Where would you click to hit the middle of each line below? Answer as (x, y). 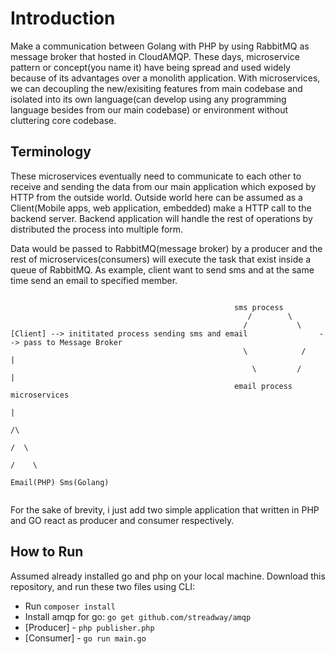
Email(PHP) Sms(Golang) (60, 482)
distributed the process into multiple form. (97, 229)
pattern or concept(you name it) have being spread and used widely (150, 67)
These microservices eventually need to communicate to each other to (156, 176)
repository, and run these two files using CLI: (102, 586)
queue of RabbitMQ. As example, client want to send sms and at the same (162, 269)
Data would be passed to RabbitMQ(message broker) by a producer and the (166, 248)
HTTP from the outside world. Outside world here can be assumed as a (156, 197)
